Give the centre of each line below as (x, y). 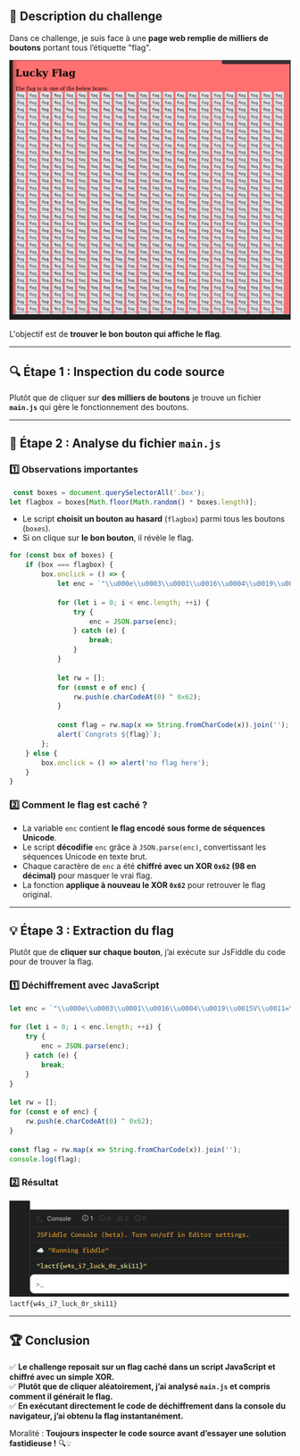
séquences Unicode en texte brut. (85, 856)
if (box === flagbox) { (70, 565)
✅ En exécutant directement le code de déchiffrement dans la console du (147, 1406)
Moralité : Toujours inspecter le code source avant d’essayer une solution (148, 1433)
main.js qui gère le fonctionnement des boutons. (99, 406)
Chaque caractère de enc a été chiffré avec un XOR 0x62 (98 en (139, 866)
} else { (42, 753)
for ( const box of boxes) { (62, 556)
